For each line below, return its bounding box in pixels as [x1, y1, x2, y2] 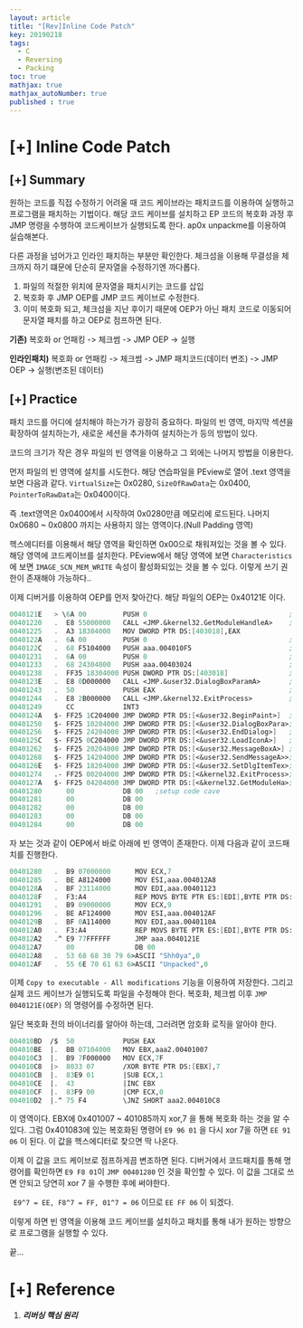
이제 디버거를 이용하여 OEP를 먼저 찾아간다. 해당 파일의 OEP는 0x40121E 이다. [9, 592, 287, 602]
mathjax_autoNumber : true [9, 89, 107, 98]
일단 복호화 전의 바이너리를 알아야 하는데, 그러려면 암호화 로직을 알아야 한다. [9, 1019, 278, 1029]
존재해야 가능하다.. [25, 573, 92, 583]
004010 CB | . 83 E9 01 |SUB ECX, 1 [9, 1070, 165, 1079]
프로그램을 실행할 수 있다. [18, 1228, 109, 1238]
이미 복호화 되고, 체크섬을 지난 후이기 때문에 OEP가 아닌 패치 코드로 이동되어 [22, 304, 292, 315]
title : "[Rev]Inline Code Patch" [9, 22, 136, 31]
